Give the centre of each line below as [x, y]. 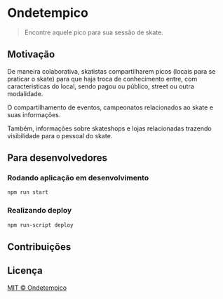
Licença [25, 271]
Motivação [31, 54]
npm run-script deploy [40, 225]
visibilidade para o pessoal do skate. [60, 135]
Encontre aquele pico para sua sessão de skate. [94, 32]
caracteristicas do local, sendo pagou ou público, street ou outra [101, 86]
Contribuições [39, 247]
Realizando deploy [40, 211]
